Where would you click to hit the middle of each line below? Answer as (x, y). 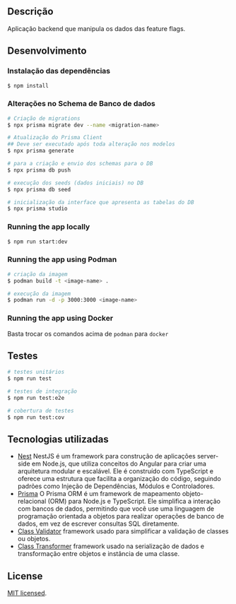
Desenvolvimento (47, 51)
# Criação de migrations (44, 118)
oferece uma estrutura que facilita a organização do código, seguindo (119, 479)
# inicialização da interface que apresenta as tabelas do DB (101, 202)
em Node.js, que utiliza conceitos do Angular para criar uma (119, 464)
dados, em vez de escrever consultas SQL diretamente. (98, 524)
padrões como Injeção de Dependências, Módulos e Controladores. (116, 486)
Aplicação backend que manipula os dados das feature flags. (96, 28)
